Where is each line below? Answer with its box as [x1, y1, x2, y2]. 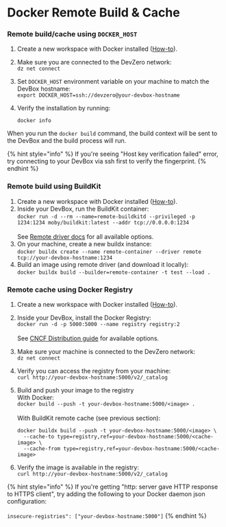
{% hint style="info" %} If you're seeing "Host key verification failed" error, [7, 150, 219, 159]
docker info [16, 117, 51, 124]
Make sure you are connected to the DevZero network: [16, 58, 172, 67]
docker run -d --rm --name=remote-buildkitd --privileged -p [16, 213, 196, 220]
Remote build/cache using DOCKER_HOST [7, 30, 138, 39]
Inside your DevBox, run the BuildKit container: [16, 204, 149, 213]
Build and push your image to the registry [16, 386, 134, 395]
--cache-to [23, 434, 55, 441]
